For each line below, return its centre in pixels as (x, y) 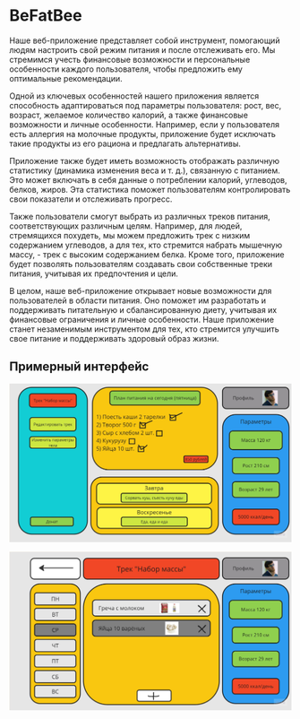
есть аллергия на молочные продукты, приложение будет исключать (142, 134)
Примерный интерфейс (79, 367)
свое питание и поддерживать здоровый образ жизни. (114, 338)
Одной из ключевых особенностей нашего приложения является (134, 96)
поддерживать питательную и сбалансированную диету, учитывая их (143, 309)
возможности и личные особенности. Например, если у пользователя (145, 124)
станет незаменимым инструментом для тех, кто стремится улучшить (144, 329)
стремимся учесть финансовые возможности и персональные (130, 59)
